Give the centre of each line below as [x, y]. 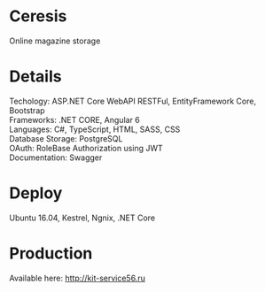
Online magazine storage [55, 41]
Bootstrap [27, 110]
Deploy [36, 193]
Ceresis [38, 16]
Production [51, 253]
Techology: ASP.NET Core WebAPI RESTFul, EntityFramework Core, [133, 101]
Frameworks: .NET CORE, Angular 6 [74, 119]
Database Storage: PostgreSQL [66, 138]
